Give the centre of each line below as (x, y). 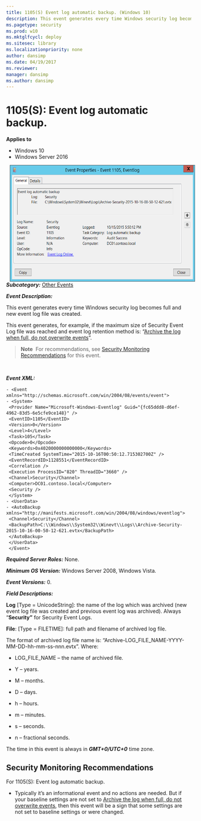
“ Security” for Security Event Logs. (49, 618)
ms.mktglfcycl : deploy (34, 37)
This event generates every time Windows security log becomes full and (94, 308)
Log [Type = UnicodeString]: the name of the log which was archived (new (96, 605)
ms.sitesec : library (31, 44)
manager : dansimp (27, 74)
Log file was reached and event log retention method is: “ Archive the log (93, 332)
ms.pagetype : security (34, 25)
